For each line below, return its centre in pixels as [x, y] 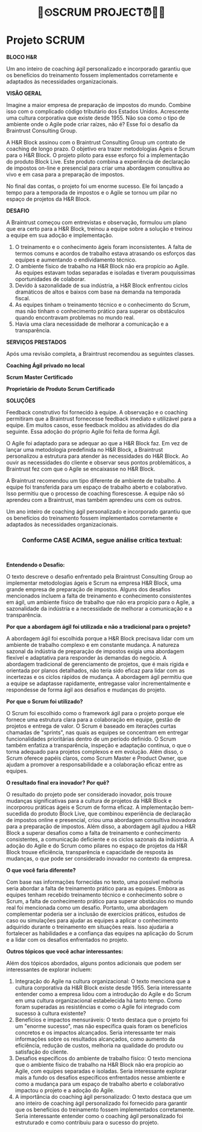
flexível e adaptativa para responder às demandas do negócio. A [87, 658]
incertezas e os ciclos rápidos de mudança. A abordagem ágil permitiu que [99, 677]
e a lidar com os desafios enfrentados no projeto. [67, 940]
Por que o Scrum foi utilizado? [45, 702]
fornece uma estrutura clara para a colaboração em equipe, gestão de [93, 720]
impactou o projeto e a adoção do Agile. [65, 1090]
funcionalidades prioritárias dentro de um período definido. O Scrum [91, 739]
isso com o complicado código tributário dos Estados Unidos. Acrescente [98, 112]
